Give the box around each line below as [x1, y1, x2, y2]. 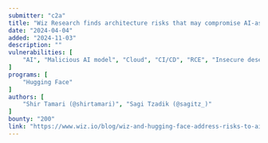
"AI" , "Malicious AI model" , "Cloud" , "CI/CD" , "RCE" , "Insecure [22, 56, 245, 64]
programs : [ [8, 71, 48, 79]
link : [8, 122, 26, 130]
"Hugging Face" [22, 78, 73, 86]
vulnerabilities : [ [8, 48, 73, 56]
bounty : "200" [8, 115, 56, 123]
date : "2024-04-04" [8, 26, 73, 34]
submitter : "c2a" [8, 11, 66, 20]
